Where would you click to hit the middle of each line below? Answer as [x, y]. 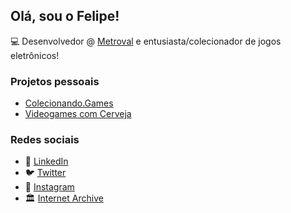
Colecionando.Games [69, 103]
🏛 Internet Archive [64, 198]
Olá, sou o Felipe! [65, 16]
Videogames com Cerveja [78, 114]
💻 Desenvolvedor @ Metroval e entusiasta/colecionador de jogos [146, 41]
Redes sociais [45, 140]
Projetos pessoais [55, 81]
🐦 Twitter [45, 173]
